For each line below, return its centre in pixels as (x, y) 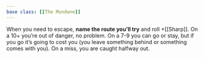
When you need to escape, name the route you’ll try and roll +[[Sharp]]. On (102, 29)
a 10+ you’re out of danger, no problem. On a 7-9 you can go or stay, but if (100, 35)
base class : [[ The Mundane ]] (43, 12)
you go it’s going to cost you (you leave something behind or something (97, 42)
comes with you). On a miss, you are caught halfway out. (78, 48)
